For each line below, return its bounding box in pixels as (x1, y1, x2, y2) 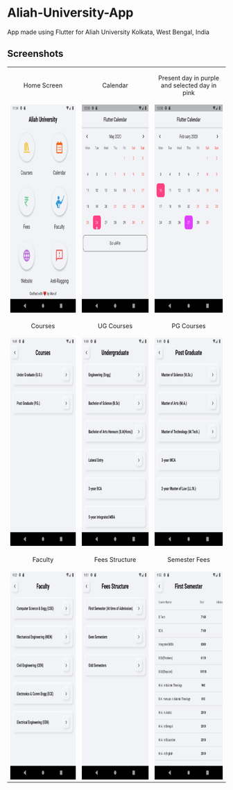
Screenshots (7, 48, 64, 60)
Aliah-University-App (7, 5, 134, 21)
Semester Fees (167, 555, 210, 563)
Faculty (32, 555, 54, 563)
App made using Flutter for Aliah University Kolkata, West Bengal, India (7, 28, 210, 36)
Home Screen (23, 81, 63, 89)
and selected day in (160, 81, 217, 89)
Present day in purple (158, 74, 220, 82)
